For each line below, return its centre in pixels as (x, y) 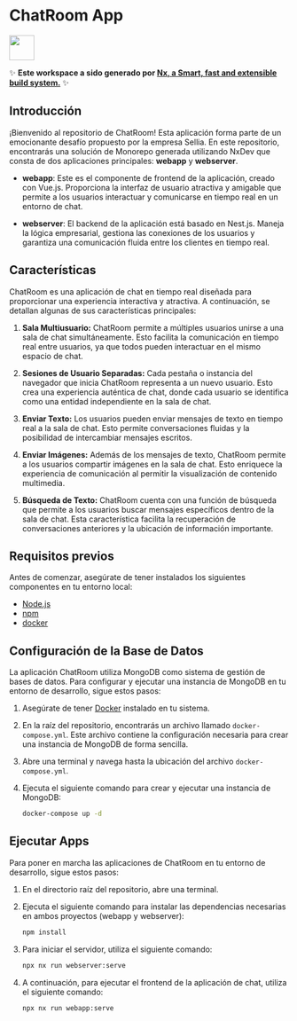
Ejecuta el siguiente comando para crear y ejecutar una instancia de (146, 788)
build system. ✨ (39, 82)
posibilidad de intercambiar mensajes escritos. (107, 437)
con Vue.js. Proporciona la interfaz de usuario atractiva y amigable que (152, 187)
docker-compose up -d (62, 814)
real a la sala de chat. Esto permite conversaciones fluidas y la (136, 428)
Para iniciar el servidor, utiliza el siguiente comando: (117, 949)
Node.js (36, 604)
